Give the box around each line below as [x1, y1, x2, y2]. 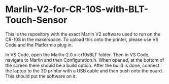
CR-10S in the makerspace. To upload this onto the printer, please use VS [5, 36, 159, 43]
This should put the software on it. [5, 73, 77, 79]
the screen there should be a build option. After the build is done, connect [5, 62, 160, 68]
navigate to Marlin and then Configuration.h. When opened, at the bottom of [5, 57, 164, 63]
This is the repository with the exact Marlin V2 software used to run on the [5, 31, 161, 37]
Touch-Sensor [5, 14, 67, 26]
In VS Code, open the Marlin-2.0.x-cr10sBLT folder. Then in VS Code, [5, 52, 150, 58]
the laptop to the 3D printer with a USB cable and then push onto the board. [5, 67, 163, 74]
